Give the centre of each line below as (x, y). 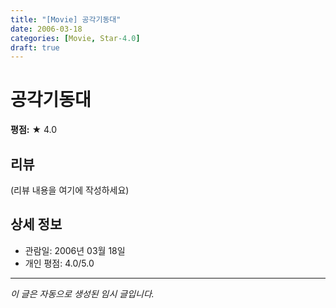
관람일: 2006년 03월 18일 (75, 250)
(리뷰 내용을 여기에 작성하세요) (70, 190)
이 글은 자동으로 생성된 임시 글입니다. (82, 293)
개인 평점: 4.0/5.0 (59, 263)
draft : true (35, 47)
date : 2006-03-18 (46, 29)
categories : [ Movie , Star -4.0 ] (75, 38)
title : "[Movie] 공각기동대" (66, 19)
